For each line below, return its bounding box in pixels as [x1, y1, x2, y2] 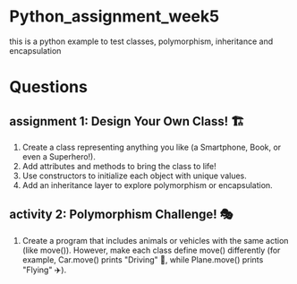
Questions [9, 77, 88, 98]
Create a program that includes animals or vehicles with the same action [21, 235, 289, 245]
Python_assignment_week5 [9, 6, 220, 27]
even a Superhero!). [21, 151, 96, 162]
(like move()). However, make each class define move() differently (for [21, 245, 281, 255]
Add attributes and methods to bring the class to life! [21, 160, 216, 171]
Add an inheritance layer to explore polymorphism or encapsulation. [21, 179, 273, 190]
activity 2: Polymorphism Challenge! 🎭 [9, 207, 233, 222]
